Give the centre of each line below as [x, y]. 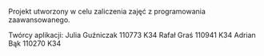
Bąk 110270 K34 [35, 43]
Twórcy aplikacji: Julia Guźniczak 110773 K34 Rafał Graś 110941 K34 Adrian [132, 35]
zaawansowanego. [39, 20]
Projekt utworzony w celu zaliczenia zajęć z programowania [107, 11]
